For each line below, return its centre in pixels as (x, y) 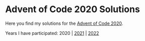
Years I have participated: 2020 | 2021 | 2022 (52, 33)
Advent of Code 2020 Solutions (72, 9)
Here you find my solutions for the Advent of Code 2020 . (64, 23)
